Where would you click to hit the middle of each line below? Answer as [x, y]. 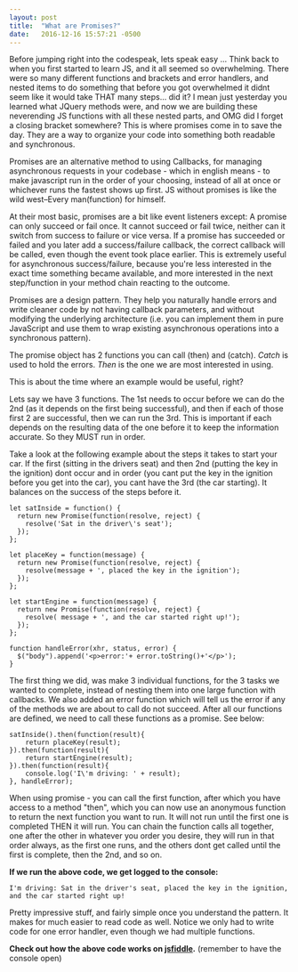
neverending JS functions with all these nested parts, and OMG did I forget [146, 116]
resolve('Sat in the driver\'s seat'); [99, 524]
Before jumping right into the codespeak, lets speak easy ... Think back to [144, 60]
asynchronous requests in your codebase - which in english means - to [140, 171]
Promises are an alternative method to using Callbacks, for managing [136, 162]
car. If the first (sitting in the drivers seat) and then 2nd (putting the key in [144, 464]
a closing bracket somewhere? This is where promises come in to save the [146, 126]
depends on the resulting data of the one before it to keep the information [144, 427]
